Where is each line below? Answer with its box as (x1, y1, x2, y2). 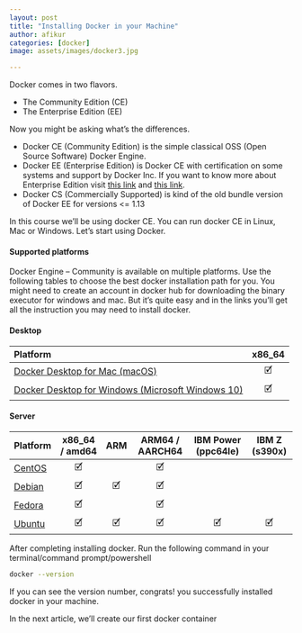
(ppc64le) (196, 445, 240, 457)
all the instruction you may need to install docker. (9, 304, 191, 315)
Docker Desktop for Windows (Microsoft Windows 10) (13, 384, 244, 396)
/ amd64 (59, 445, 97, 457)
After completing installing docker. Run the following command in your (9, 542, 270, 554)
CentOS (13, 462, 48, 475)
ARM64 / (140, 433, 180, 446)
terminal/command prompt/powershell (9, 552, 152, 563)
